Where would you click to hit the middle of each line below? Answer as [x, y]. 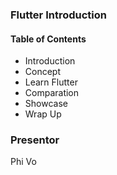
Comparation [52, 93]
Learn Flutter [51, 82]
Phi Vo [23, 162]
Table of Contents [48, 39]
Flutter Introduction [58, 15]
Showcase [46, 104]
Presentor [35, 140]
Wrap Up [43, 114]
